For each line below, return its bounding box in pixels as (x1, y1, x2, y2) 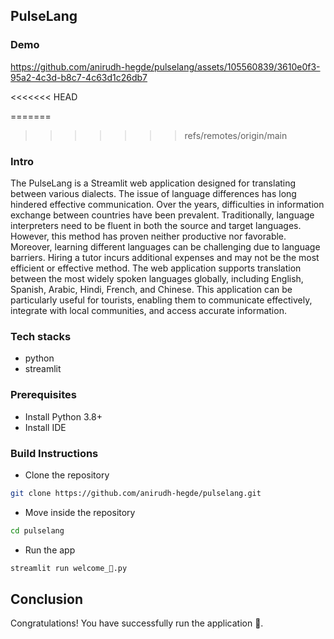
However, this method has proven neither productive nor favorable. (10, 230, 287, 242)
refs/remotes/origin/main (184, 129, 288, 141)
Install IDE (24, 421, 67, 433)
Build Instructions (10, 446, 99, 460)
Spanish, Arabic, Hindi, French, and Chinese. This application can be (10, 283, 293, 295)
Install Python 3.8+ (24, 410, 103, 423)
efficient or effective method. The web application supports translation (10, 262, 302, 274)
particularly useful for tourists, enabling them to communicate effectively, (10, 294, 313, 306)
